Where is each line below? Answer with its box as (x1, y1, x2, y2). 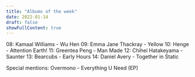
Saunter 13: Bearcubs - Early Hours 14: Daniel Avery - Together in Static (6, 53, 179, 60)
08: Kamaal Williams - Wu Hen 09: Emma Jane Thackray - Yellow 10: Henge (6, 41, 189, 48)
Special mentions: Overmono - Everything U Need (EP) (6, 65, 139, 72)
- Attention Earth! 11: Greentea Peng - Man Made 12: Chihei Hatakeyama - (6, 47, 183, 54)
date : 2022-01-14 (6, 14, 49, 20)
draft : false (6, 19, 38, 25)
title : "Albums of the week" (6, 8, 77, 15)
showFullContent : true (6, 24, 61, 31)
